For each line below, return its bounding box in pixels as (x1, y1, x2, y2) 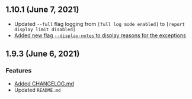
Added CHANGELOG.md (14, 80, 75, 87)
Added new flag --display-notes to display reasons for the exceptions (14, 32, 186, 39)
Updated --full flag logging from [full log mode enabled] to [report (14, 20, 185, 27)
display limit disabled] (14, 27, 76, 32)
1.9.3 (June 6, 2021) (5, 49, 80, 59)
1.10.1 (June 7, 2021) (5, 5, 79, 15)
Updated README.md (14, 86, 61, 93)
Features (5, 67, 32, 75)
